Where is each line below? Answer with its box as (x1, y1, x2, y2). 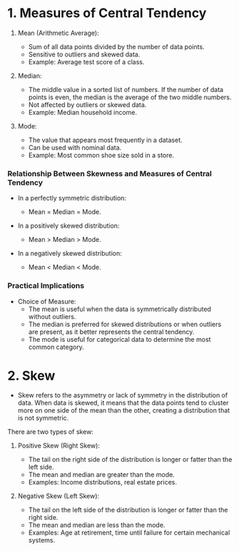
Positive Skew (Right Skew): (17, 441, 100, 450)
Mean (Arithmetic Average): (17, 29, 99, 37)
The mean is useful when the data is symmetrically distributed (28, 305, 212, 313)
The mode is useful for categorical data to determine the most (28, 335, 211, 343)
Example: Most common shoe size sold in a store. (28, 151, 175, 159)
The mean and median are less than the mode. (28, 521, 166, 530)
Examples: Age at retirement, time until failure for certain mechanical (28, 528, 230, 537)
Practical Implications (7, 280, 84, 290)
